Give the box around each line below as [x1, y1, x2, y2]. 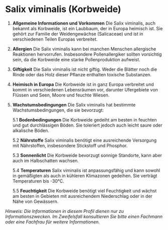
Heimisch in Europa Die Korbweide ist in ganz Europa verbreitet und [12, 81, 154, 87]
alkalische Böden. [12, 127, 49, 134]
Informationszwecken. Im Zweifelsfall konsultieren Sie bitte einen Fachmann [5, 213, 163, 219]
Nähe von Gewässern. [12, 198, 59, 204]
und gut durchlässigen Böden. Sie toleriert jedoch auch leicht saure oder [12, 122, 163, 128]
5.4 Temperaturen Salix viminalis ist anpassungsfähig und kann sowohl [12, 167, 160, 173]
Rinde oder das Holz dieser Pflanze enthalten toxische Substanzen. [12, 71, 152, 77]
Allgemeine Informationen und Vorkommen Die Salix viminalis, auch [12, 20, 156, 26]
